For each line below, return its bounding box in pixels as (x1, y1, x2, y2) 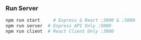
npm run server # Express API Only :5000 (5, 23, 112, 29)
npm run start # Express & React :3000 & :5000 (5, 18, 135, 24)
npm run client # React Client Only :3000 (5, 28, 114, 35)
